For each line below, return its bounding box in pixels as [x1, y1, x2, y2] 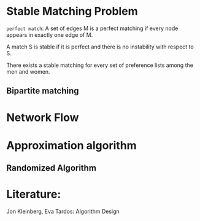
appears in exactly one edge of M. [6, 31, 93, 38]
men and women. [6, 68, 50, 75]
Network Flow [6, 110, 79, 124]
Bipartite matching [6, 86, 79, 96]
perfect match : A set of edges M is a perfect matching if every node [6, 25, 179, 32]
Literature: [6, 187, 61, 201]
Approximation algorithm [6, 138, 137, 152]
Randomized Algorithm [6, 163, 97, 173]
